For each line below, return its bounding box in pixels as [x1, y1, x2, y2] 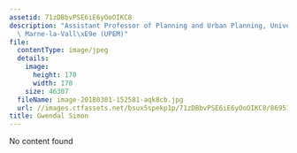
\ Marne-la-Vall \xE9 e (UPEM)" [17, 29, 128, 38]
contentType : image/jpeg [17, 46, 109, 55]
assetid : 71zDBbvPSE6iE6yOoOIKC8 [9, 12, 133, 22]
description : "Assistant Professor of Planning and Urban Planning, [9, 21, 267, 30]
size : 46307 [25, 87, 69, 96]
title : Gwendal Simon [9, 111, 89, 120]
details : [17, 54, 49, 63]
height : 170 [32, 71, 77, 80]
